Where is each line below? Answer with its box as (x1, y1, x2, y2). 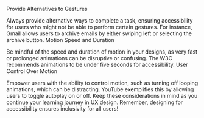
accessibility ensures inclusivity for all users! (6, 105, 119, 112)
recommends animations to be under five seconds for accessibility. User (6, 61, 189, 68)
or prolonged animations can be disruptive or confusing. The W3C (6, 55, 172, 61)
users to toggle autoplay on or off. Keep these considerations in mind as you (6, 92, 198, 99)
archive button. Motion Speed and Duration (6, 36, 114, 43)
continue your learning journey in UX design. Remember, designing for (6, 99, 183, 106)
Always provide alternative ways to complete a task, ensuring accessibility (6, 17, 193, 24)
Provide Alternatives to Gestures (6, 5, 88, 12)
